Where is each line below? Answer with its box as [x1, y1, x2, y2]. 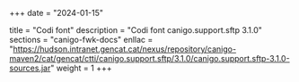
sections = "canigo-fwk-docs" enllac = [9, 35, 154, 45]
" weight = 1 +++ [50, 62, 112, 73]
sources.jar [9, 62, 51, 73]
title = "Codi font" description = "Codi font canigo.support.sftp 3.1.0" [9, 25, 263, 35]
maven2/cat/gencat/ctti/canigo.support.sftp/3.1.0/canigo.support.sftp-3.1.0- [9, 53, 290, 63]
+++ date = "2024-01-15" [9, 8, 104, 18]
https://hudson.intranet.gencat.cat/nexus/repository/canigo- [13, 44, 236, 54]
